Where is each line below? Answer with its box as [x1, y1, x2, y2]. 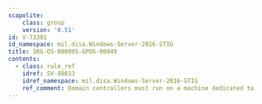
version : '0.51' [22, 26, 76, 34]
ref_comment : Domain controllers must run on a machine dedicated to [22, 84, 255, 92]
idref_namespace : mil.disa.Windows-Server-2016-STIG [22, 77, 198, 84]
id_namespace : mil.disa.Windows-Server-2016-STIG [8, 41, 174, 48]
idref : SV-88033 [22, 70, 76, 77]
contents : [8, 56, 41, 63]
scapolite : [8, 11, 44, 20]
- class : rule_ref [15, 63, 76, 70]
